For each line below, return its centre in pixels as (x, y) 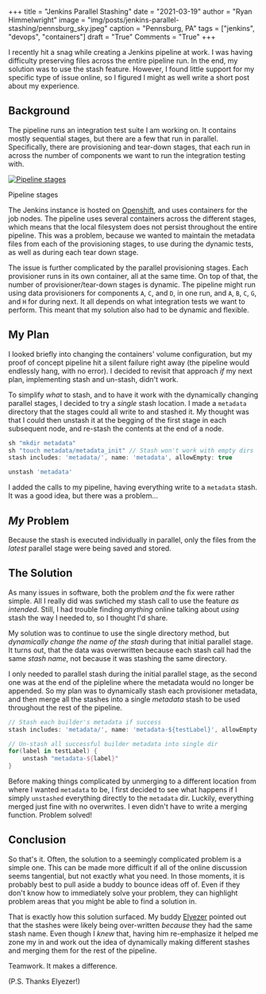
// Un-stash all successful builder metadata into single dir (113, 744)
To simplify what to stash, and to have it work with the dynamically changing (133, 395)
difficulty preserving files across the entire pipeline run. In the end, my (123, 60)
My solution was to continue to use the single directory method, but (119, 633)
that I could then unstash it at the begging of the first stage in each (117, 420)
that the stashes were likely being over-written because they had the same (130, 925)
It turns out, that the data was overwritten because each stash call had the (130, 650)
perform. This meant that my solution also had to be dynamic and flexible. (129, 310)
